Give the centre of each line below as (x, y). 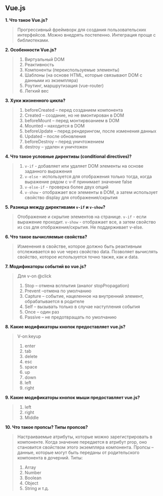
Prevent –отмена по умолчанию (58, 291)
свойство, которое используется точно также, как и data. (78, 257)
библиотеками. (33, 40)
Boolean (33, 478)
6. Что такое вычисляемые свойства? (46, 236)
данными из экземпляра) (51, 80)
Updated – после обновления (55, 136)
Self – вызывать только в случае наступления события (82, 307)
